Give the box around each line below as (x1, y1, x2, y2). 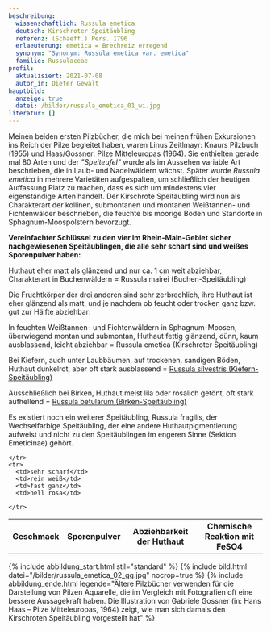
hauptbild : (8, 86, 45, 95)
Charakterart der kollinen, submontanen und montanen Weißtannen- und (8, 200, 251, 210)
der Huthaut (136, 536, 185, 547)
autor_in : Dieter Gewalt (15, 79, 99, 87)
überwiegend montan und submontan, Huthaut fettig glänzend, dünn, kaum (8, 332, 259, 341)
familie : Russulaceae (15, 57, 89, 65)
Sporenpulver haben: (8, 250, 81, 259)
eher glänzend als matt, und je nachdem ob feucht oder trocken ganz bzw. (8, 299, 256, 307)
